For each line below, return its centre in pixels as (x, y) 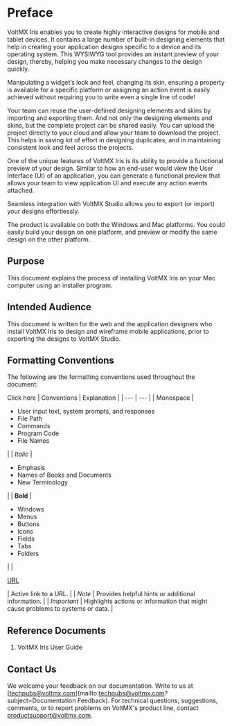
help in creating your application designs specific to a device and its (104, 47)
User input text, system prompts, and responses (86, 412)
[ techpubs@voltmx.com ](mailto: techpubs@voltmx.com (86, 693)
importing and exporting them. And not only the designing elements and (110, 118)
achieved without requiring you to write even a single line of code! (101, 97)
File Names (33, 441)
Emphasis (31, 468)
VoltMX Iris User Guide (50, 648)
